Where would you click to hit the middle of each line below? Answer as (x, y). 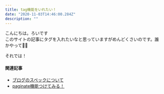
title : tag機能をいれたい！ (31, 10)
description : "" (22, 19)
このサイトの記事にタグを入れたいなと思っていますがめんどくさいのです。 (80, 39)
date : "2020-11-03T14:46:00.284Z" (41, 14)
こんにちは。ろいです (27, 33)
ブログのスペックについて (38, 80)
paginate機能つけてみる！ (38, 86)
